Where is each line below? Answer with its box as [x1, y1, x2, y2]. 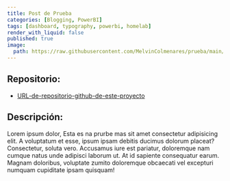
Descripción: [7, 111, 64, 123]
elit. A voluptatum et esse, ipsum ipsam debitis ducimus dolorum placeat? [7, 137, 215, 145]
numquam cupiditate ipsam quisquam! [7, 165, 115, 174]
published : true [7, 36, 53, 42]
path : [13, 48, 29, 55]
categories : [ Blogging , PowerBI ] [7, 16, 103, 23]
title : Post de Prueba [7, 10, 72, 17]
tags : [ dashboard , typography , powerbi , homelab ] [7, 23, 152, 29]
